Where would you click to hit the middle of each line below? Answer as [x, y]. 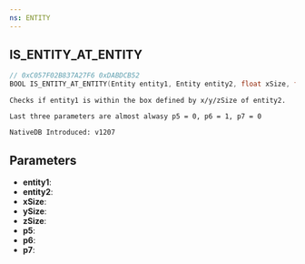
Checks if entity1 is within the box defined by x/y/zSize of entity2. [148, 101]
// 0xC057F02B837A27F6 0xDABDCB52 [75, 76]
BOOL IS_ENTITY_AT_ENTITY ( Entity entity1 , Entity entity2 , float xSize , [150, 84]
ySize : [34, 211]
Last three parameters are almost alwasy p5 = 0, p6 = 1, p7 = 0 [135, 117]
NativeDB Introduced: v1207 [63, 133]
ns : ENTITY [30, 18]
